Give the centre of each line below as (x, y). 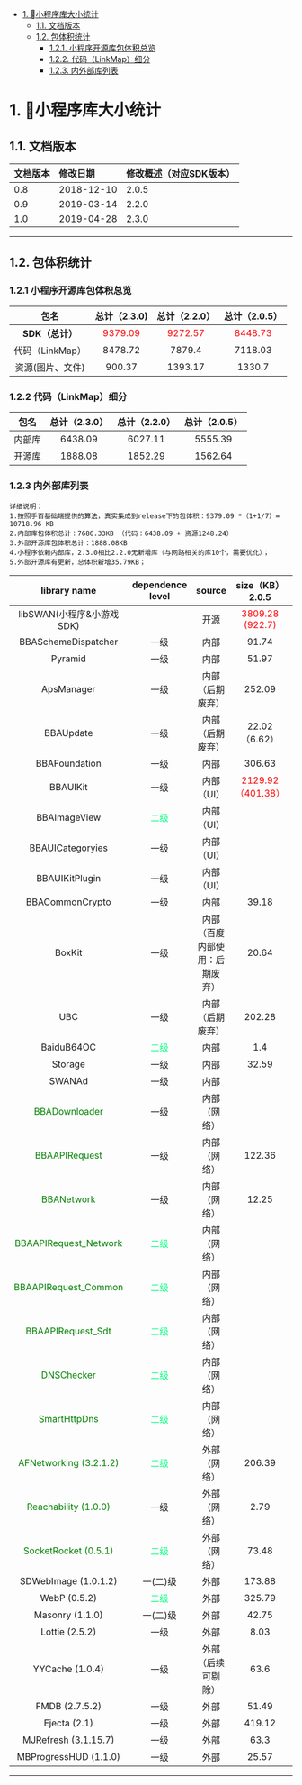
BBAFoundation (68, 763)
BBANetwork (69, 1199)
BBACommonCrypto (68, 902)
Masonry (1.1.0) (68, 1615)
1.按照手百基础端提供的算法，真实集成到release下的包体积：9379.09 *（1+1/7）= (145, 516)
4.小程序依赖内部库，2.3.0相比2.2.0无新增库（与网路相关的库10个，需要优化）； (139, 553)
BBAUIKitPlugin (68, 879)
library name (69, 591)
